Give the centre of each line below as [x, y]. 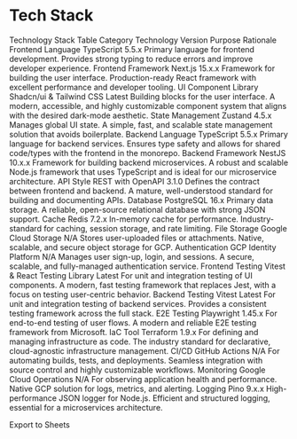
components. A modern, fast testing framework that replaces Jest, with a [143, 285]
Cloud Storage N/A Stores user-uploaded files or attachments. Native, [137, 238]
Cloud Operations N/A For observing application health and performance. [143, 379]
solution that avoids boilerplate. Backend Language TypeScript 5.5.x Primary [148, 134]
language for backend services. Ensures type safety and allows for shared [145, 144]
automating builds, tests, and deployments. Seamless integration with [136, 360]
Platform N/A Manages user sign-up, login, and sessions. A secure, [132, 256]
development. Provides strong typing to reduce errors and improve [131, 59]
